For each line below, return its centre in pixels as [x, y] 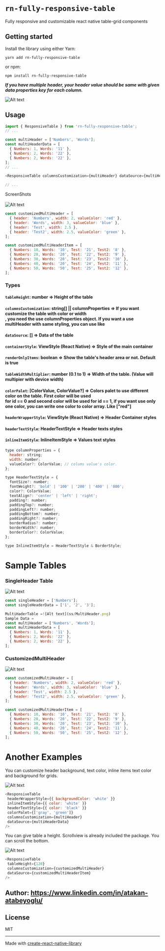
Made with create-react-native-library [43, 943]
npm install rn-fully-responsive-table [46, 76]
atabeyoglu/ [24, 901]
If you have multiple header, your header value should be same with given [82, 84]
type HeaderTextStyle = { [31, 477]
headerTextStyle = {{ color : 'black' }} [47, 808]
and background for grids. [31, 776]
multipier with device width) [34, 379]
